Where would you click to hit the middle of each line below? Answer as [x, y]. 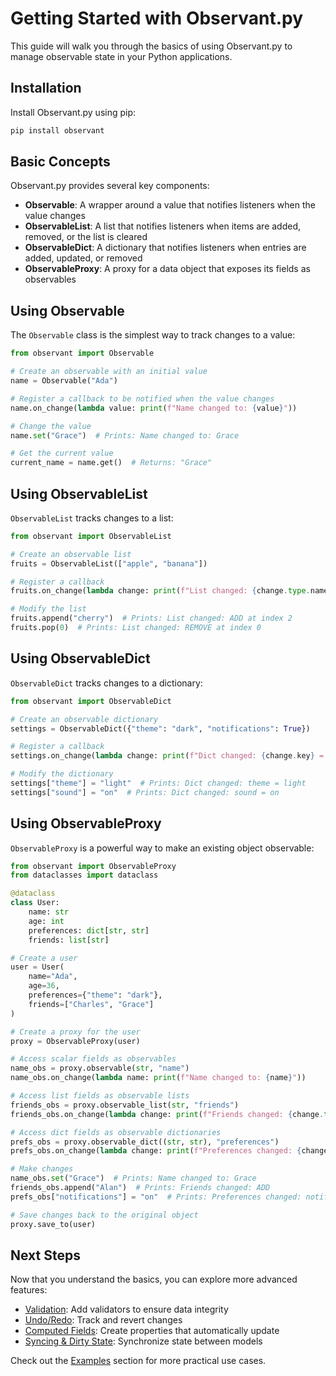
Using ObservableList [79, 493]
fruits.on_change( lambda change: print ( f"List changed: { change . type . [160, 591]
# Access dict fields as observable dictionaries [116, 1132]
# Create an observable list [71, 554]
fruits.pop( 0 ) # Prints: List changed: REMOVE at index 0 [136, 628]
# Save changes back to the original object [104, 1215]
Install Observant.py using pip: [73, 112]
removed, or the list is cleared [86, 237]
